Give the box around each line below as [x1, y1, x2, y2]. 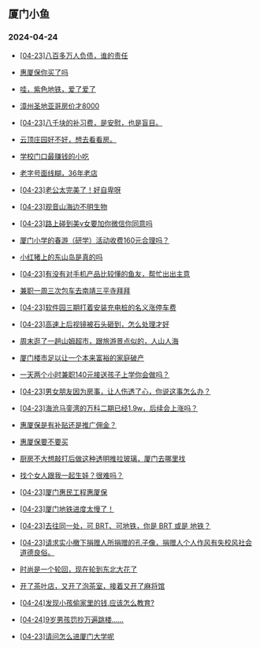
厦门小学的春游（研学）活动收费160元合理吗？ [19, 235, 170, 245]
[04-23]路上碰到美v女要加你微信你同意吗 [19, 218, 153, 228]
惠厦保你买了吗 [19, 67, 69, 77]
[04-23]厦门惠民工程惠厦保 [19, 487, 108, 496]
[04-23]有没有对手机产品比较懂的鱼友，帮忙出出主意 [19, 269, 191, 278]
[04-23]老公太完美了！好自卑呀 [19, 185, 122, 194]
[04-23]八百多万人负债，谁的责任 [19, 51, 128, 60]
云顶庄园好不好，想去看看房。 [19, 134, 117, 144]
